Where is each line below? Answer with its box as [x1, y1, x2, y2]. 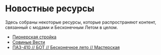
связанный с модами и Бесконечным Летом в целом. [5, 24, 118, 30]
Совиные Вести [12, 39, 45, 45]
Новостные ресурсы [5, 3, 95, 14]
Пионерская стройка [12, 34, 57, 40]
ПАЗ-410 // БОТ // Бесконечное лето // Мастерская [12, 44, 120, 50]
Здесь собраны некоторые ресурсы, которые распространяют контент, [5, 19, 157, 25]
